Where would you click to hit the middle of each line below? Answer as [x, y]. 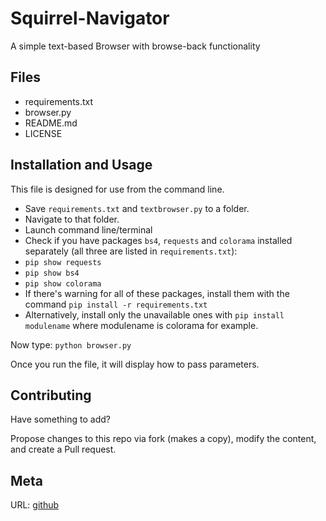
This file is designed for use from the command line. [117, 189]
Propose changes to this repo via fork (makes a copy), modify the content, [163, 439]
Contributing [51, 395]
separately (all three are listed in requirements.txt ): [131, 251]
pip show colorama [63, 283]
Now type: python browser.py [71, 344]
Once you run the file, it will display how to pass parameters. [135, 364]
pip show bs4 [52, 273]
